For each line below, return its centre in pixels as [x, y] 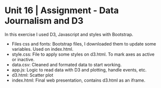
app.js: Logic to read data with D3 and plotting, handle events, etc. [79, 70]
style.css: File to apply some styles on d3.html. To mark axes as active [83, 54]
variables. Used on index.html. [42, 49]
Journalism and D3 [44, 21]
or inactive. [23, 59]
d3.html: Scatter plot [32, 75]
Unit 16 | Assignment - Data [62, 11]
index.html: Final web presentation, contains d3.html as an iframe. [79, 80]
